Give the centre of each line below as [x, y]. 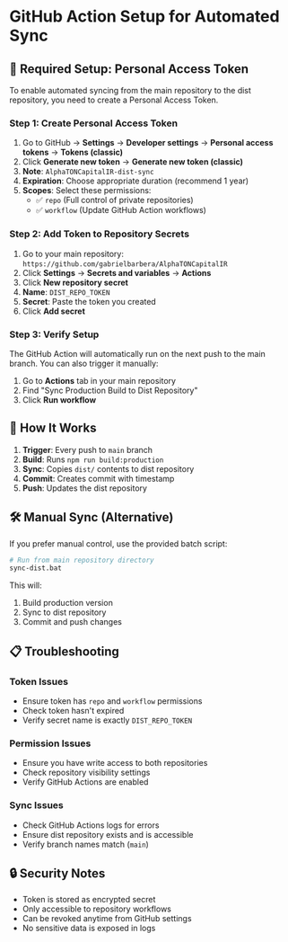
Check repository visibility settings [86, 773]
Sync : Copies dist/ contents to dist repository [108, 468]
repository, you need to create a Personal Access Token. [114, 100]
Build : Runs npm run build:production [93, 459]
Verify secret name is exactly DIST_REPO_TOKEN [107, 720]
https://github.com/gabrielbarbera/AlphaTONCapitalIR [125, 264]
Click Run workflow [59, 400]
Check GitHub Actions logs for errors [91, 825]
